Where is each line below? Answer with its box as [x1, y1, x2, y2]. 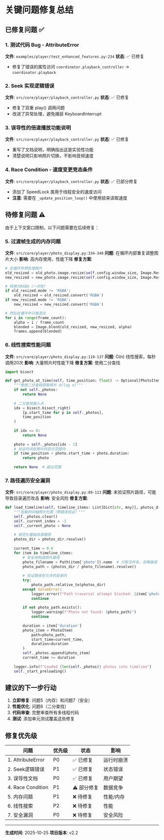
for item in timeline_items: [14, 550, 73, 555]
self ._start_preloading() [14, 669, 67, 674]
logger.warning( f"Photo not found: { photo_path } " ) [31, 610, 137, 614]
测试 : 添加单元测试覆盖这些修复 [12, 716, 75, 722]
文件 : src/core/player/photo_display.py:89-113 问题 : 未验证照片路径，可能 [5, 489, 157, 495]
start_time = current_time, [31, 637, 84, 642]
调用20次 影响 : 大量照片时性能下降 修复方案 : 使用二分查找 [5, 360, 121, 365]
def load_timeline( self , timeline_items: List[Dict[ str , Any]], [5, 505, 139, 510]
